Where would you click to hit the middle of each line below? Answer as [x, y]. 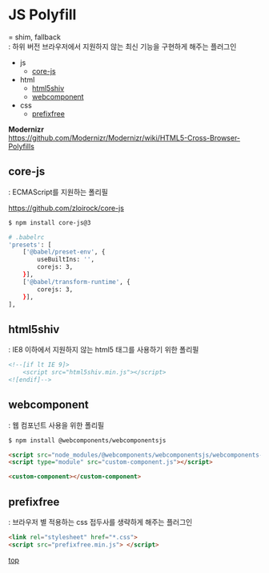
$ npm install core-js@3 [50, 222]
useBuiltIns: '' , [66, 260]
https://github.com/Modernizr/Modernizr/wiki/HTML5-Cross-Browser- [124, 137]
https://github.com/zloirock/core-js [66, 208]
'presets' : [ [30, 245]
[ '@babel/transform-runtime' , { [76, 282]
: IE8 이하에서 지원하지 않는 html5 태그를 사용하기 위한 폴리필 [104, 350]
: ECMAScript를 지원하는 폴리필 [58, 192]
